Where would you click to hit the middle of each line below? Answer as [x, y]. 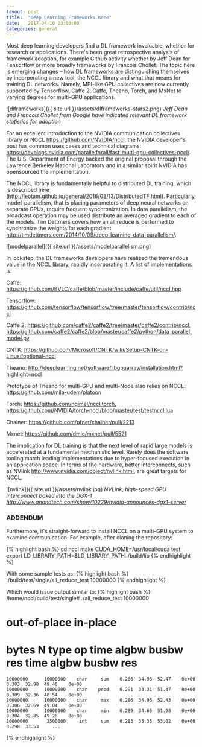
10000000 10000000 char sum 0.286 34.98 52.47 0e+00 [101, 679]
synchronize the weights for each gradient [59, 228]
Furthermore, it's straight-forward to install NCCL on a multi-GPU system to [100, 531]
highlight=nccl [24, 374]
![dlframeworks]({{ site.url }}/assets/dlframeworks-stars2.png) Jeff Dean [97, 109]
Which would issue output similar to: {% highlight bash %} [78, 591]
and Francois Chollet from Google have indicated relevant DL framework [97, 115]
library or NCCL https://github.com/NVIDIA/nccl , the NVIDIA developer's [96, 140]
